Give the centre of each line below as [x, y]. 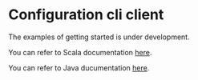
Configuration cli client [86, 15]
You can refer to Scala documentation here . [80, 52]
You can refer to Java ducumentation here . [79, 68]
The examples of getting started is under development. [99, 37]
